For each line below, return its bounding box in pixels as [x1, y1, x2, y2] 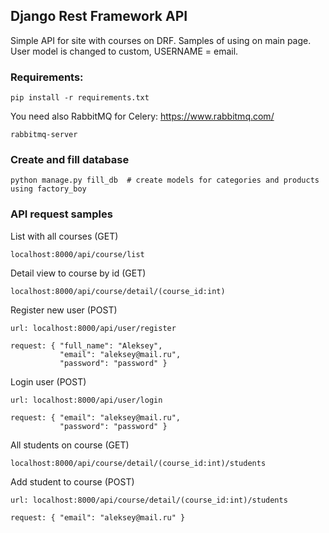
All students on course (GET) [10, 439, 130, 451]
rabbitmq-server [10, 130, 78, 140]
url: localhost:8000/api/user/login [10, 395, 163, 405]
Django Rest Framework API [10, 8, 188, 25]
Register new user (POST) [10, 304, 118, 316]
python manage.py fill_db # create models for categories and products [10, 175, 320, 186]
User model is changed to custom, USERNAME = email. [10, 45, 239, 57]
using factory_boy [10, 184, 87, 194]
